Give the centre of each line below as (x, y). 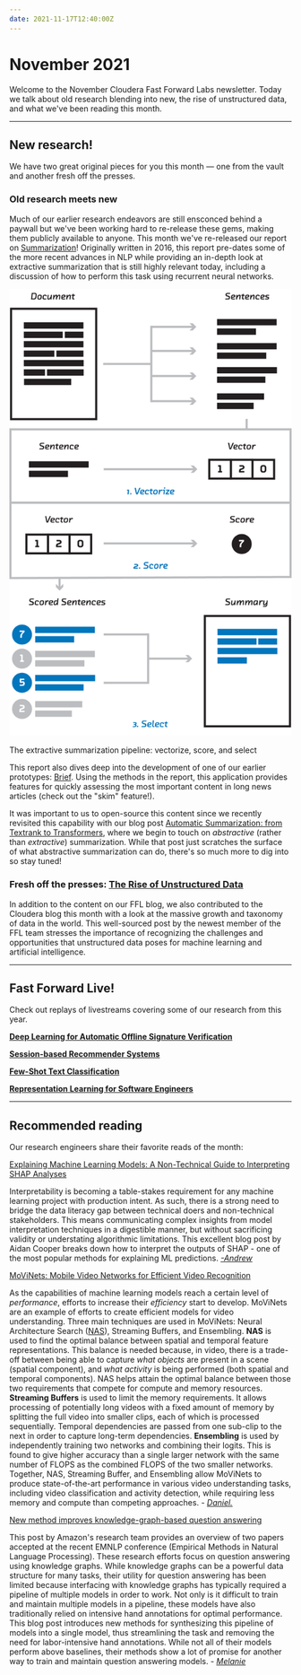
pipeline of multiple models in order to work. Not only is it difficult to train (144, 1595)
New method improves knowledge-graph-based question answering (136, 1520)
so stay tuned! (36, 861)
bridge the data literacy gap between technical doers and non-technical (142, 1210)
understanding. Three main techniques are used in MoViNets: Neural (136, 1322)
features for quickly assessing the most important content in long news (140, 787)
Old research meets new (64, 199)
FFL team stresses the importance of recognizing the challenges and (136, 932)
